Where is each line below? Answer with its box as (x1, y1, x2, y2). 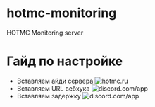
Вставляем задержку (16, 91, 82, 100)
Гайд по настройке (6, 53, 123, 69)
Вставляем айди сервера (16, 77, 94, 85)
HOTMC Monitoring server (6, 28, 84, 37)
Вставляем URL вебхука (16, 84, 90, 93)
